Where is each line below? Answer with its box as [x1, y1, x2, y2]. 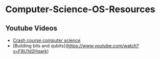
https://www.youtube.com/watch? [67, 43, 139, 49]
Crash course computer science [12, 37, 81, 43]
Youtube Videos [5, 24, 58, 33]
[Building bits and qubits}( [12, 43, 67, 49]
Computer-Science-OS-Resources [5, 4, 155, 15]
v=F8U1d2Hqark [12, 48, 48, 54]
